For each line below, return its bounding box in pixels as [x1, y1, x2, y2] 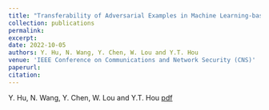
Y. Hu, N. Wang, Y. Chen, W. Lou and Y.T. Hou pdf [8, 92, 173, 102]
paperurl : [8, 64, 42, 72]
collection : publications [8, 19, 94, 27]
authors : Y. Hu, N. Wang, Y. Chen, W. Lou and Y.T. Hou [8, 49, 199, 57]
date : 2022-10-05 [8, 41, 66, 49]
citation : [8, 71, 42, 79]
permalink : [8, 26, 45, 34]
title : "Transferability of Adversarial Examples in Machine [8, 11, 217, 20]
